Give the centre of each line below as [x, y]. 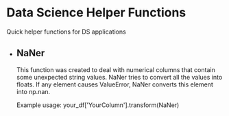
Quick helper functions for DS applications [66, 32]
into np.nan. [33, 91]
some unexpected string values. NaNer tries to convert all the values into [119, 77]
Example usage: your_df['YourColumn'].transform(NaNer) [98, 105]
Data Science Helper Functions [96, 13]
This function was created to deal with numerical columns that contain [116, 69]
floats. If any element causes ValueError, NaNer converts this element [114, 84]
